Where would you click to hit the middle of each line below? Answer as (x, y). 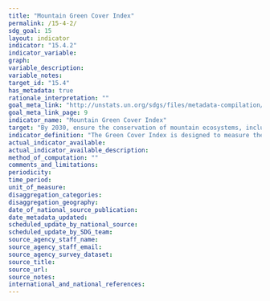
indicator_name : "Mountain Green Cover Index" (88, 120)
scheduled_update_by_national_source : (73, 225)
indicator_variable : (43, 53)
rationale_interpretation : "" (59, 98)
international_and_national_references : (77, 285)
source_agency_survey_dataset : (61, 254)
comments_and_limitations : (53, 165)
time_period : (30, 180)
